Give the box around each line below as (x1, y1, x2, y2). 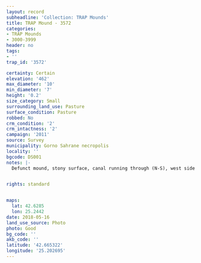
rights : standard (6, 181, 50, 187)
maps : (6, 197, 20, 203)
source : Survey (6, 137, 45, 143)
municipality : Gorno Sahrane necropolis (6, 143, 110, 149)
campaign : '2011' (6, 132, 50, 138)
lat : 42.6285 (11, 203, 45, 209)
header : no (6, 43, 34, 49)
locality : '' (6, 148, 39, 154)
